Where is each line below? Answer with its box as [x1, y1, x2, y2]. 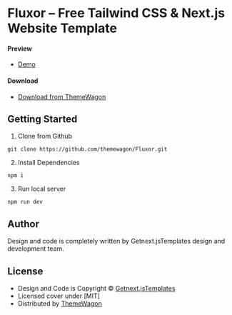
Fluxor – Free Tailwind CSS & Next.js [7, 5, 226, 21]
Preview [7, 44, 32, 53]
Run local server [17, 184, 66, 194]
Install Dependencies [17, 159, 80, 167]
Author [7, 218, 39, 230]
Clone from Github [17, 132, 73, 141]
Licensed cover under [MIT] [17, 291, 100, 301]
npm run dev [7, 199, 43, 206]
